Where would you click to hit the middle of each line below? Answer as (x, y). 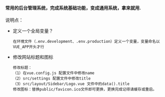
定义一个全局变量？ (33, 31)
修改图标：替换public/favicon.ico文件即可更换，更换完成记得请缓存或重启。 (85, 89)
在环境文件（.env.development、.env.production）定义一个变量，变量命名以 (86, 42)
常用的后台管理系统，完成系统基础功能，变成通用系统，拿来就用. (73, 8)
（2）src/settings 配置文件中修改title (52, 79)
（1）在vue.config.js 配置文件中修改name (53, 73)
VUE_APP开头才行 (28, 47)
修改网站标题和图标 (33, 57)
